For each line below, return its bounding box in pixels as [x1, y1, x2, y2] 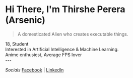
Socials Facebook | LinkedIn [5, 67, 64, 73]
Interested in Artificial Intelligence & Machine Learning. [5, 46, 119, 52]
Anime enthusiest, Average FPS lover [5, 52, 82, 58]
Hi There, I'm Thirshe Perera [5, 4, 125, 15]
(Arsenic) [5, 14, 45, 26]
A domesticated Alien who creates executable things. [17, 31, 128, 37]
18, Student [5, 41, 29, 47]
